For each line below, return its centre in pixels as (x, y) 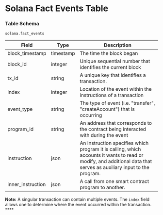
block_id (17, 65)
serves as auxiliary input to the (114, 167)
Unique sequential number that (115, 61)
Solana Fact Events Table (57, 8)
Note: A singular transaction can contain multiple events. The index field (77, 199)
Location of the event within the (116, 89)
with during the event (104, 135)
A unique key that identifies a (113, 75)
